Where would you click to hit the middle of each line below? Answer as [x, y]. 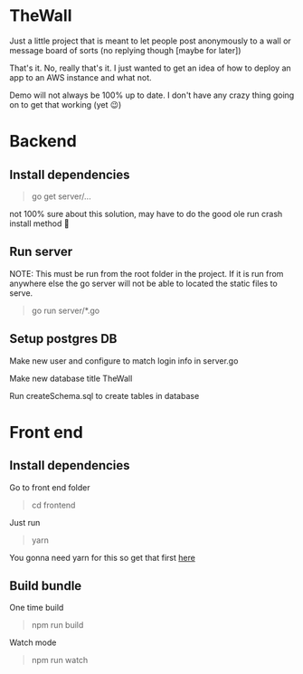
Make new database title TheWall [71, 378]
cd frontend [53, 505]
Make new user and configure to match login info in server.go [124, 361]
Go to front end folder [50, 487]
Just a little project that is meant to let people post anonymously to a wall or [150, 41]
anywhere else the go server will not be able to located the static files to [143, 283]
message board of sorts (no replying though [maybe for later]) [125, 50]
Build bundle [46, 586]
